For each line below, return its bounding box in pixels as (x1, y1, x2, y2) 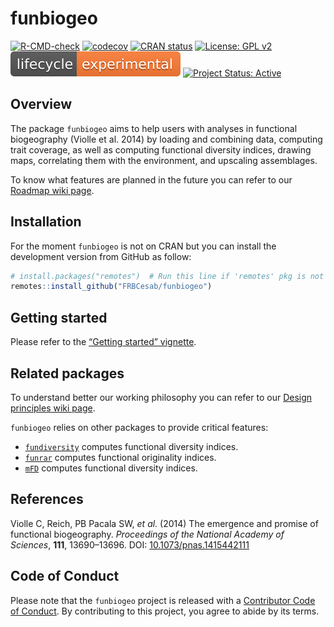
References (10, 491, 84, 508)
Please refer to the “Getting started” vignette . (10, 336, 197, 348)
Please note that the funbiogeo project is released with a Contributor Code (10, 594, 316, 606)
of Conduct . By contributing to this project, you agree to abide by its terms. (10, 605, 320, 617)
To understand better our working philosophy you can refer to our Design (10, 391, 313, 403)
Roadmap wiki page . (10, 184, 95, 196)
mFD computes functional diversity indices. (24, 462, 198, 474)
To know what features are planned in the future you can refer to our (10, 173, 293, 186)
